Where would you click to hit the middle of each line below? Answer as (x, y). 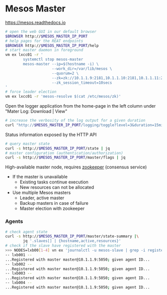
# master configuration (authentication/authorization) (64, 153)
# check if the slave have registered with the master (63, 246)
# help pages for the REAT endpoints (44, 41)
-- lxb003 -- (19, 274)
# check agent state (27, 232)
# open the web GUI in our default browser (51, 31)
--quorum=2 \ (65, 73)
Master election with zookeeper (52, 209)
